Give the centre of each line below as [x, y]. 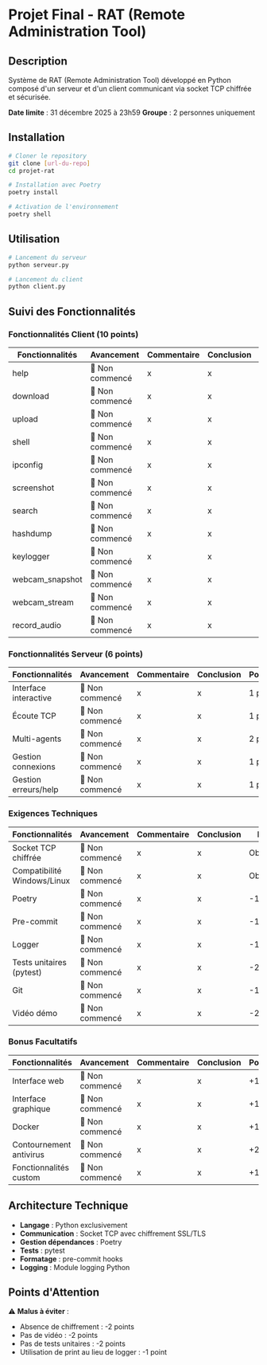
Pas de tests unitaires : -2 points [72, 1343]
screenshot [33, 488]
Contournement [42, 1144]
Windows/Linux [41, 881]
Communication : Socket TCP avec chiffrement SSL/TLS [113, 1234]
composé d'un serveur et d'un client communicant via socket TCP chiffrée [130, 88]
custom [26, 1177]
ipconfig [28, 465]
